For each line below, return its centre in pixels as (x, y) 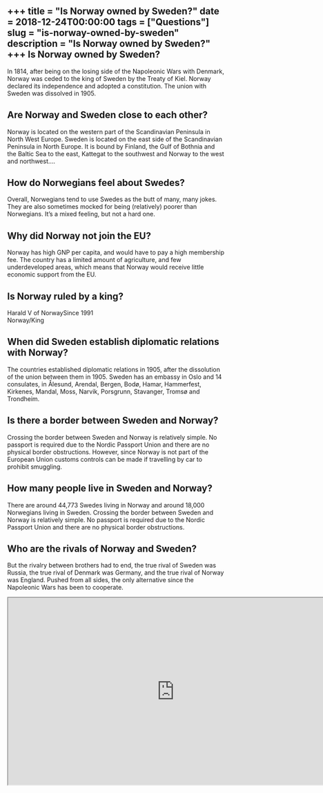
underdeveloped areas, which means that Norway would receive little (106, 267)
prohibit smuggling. (35, 467)
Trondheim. (23, 399)
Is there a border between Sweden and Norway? (113, 421)
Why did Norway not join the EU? (79, 235)
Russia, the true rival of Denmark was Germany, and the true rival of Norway (116, 572)
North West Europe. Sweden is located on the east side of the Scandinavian (115, 139)
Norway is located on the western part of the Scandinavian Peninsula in (109, 131)
